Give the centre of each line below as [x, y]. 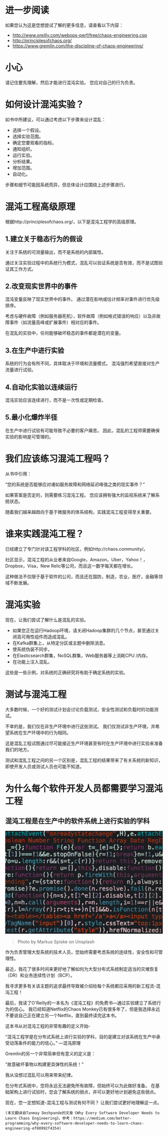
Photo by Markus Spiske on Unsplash [56, 942]
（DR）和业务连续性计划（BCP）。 [40, 976]
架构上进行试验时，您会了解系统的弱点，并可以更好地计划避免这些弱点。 [84, 1092]
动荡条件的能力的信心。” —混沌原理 [45, 1043]
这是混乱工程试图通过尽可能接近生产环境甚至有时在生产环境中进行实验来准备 [84, 743]
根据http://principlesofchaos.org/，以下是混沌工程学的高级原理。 [72, 222]
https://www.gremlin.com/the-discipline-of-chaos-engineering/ [78, 46]
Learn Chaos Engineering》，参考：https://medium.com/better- [68, 1118]
